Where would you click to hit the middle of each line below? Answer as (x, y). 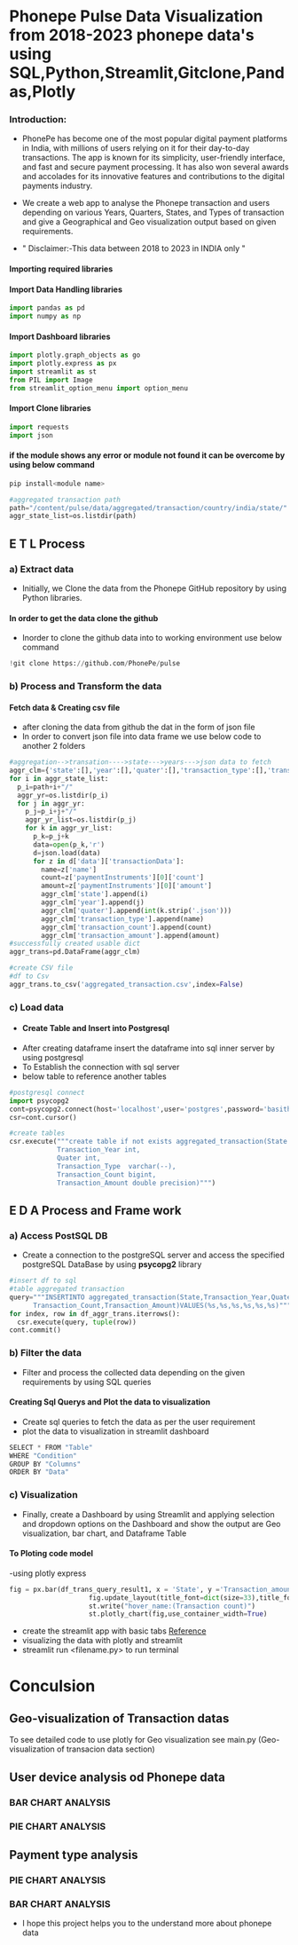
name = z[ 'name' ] (69, 870)
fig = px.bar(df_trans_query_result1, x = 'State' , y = (114, 1589)
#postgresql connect (47, 1092)
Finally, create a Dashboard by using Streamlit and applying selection (148, 1514)
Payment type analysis (74, 1855)
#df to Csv (29, 976)
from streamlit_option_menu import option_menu (99, 388)
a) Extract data (41, 569)
